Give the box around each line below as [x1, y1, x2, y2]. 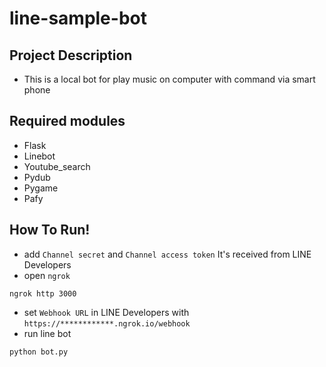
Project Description [9, 47, 133, 64]
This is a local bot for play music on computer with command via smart [23, 73, 316, 85]
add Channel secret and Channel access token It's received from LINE [23, 248, 312, 260]
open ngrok [23, 269, 71, 281]
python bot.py [9, 347, 69, 357]
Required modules [9, 113, 126, 130]
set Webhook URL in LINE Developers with [23, 306, 190, 318]
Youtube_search [23, 160, 91, 172]
